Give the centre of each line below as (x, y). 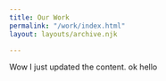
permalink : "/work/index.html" (67, 26)
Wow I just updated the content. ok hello (83, 67)
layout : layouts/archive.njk (63, 34)
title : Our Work (39, 17)
